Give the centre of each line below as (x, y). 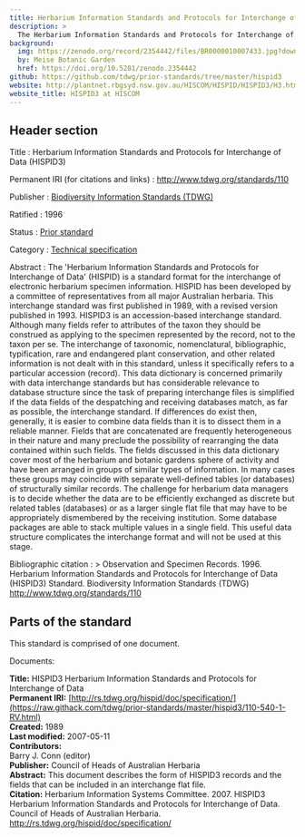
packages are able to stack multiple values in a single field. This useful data (151, 528)
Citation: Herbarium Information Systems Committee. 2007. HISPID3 (138, 794)
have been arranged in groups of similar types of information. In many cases (152, 470)
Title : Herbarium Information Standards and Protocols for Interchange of (145, 152)
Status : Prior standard (51, 232)
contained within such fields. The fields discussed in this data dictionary (144, 451)
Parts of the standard (70, 622)
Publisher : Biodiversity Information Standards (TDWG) (112, 197)
